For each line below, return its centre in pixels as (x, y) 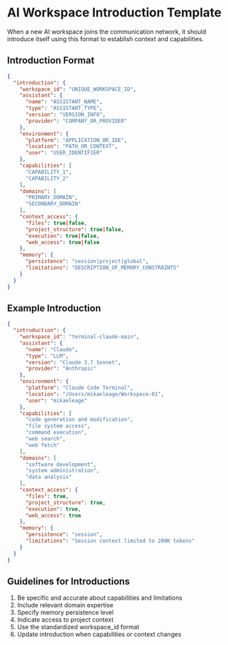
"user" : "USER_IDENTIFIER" (64, 153)
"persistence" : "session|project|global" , (87, 261)
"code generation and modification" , (79, 420)
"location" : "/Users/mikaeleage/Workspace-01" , (95, 394)
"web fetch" (42, 445)
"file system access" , (58, 426)
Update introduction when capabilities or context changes (99, 634)
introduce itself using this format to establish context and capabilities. (105, 38)
